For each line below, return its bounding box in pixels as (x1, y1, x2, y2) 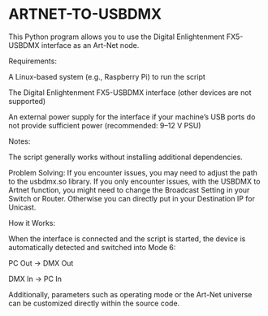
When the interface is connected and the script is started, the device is (8, 233, 246, 244)
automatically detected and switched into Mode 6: (8, 242, 176, 252)
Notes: (8, 136, 31, 146)
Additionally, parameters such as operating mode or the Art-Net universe (8, 289, 253, 299)
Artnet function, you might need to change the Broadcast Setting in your (8, 184, 250, 195)
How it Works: (8, 218, 55, 227)
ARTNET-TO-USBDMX (8, 5, 162, 24)
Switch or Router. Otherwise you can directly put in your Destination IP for (8, 193, 256, 203)
